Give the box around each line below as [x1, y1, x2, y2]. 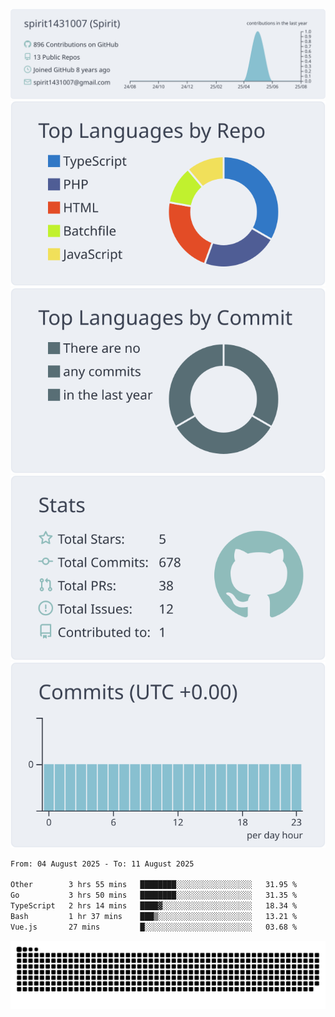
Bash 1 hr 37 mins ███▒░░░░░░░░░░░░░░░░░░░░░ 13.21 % [10, 911, 298, 921]
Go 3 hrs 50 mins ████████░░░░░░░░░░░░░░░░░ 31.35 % [10, 890, 298, 901]
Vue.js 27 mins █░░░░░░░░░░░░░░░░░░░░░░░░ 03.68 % [10, 922, 298, 932]
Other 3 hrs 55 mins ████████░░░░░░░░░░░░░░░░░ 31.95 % [10, 880, 298, 890]
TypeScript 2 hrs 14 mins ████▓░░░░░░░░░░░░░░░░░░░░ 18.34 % [10, 901, 298, 911]
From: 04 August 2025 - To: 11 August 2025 [10, 859, 195, 869]
